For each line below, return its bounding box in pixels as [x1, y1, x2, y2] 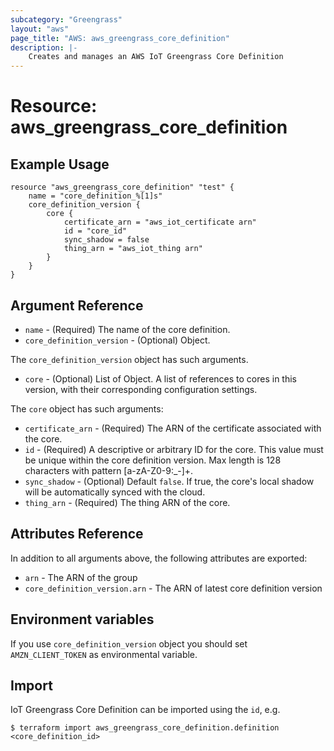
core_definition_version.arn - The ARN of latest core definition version [24, 582, 323, 594]
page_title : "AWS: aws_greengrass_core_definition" [10, 33, 230, 43]
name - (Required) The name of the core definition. [24, 323, 231, 335]
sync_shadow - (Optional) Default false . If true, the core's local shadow [24, 475, 315, 487]
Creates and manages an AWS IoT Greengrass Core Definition [28, 52, 284, 62]
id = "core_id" [63, 226, 128, 236]
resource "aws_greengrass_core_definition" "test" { [10, 182, 235, 193]
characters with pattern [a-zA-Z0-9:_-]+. [24, 464, 194, 476]
